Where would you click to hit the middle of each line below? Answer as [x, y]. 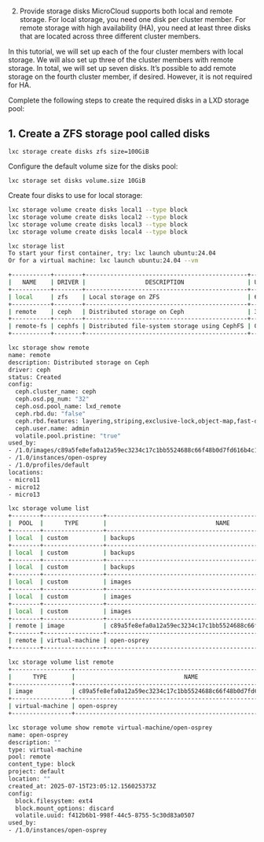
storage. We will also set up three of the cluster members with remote [121, 60]
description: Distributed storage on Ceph [79, 362]
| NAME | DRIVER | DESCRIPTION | [130, 282]
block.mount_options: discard [64, 808]
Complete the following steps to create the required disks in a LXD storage [129, 100]
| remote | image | [58, 626]
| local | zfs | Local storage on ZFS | [130, 297]
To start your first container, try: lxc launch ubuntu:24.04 [112, 253]
